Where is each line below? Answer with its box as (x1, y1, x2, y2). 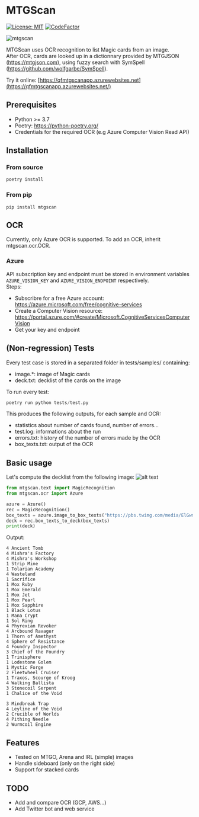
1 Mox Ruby (6, 582, 33, 588)
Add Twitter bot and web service (14, 805, 95, 812)
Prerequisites (6, 100, 57, 110)
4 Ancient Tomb (6, 546, 44, 552)
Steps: (6, 283, 22, 290)
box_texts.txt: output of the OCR (14, 441, 94, 448)
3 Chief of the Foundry (6, 649, 65, 655)
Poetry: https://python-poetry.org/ (14, 122, 99, 129)
